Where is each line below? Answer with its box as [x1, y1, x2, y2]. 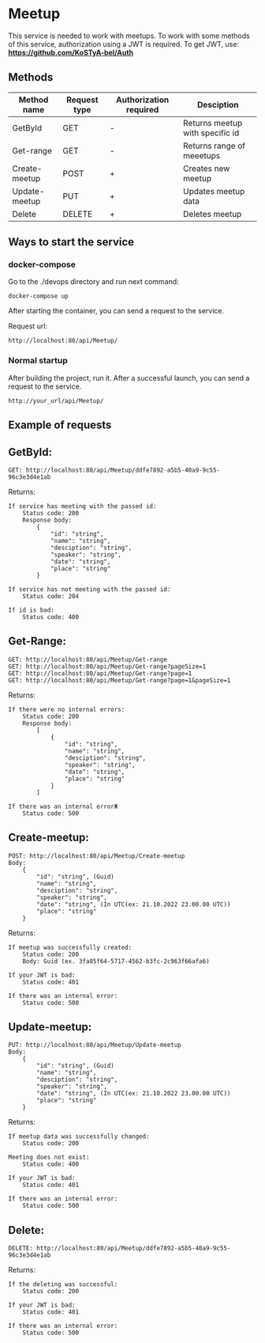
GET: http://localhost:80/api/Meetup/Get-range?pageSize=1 [8, 662, 207, 670]
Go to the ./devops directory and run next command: [8, 277, 179, 286]
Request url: [8, 321, 48, 331]
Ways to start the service [8, 235, 135, 249]
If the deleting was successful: [8, 1280, 118, 1288]
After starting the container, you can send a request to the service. [8, 306, 225, 316]
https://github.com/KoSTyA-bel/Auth [8, 47, 134, 57]
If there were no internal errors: [8, 705, 125, 713]
